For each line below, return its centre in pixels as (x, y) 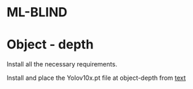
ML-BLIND (37, 12)
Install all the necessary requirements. (62, 64)
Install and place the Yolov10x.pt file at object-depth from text (96, 78)
